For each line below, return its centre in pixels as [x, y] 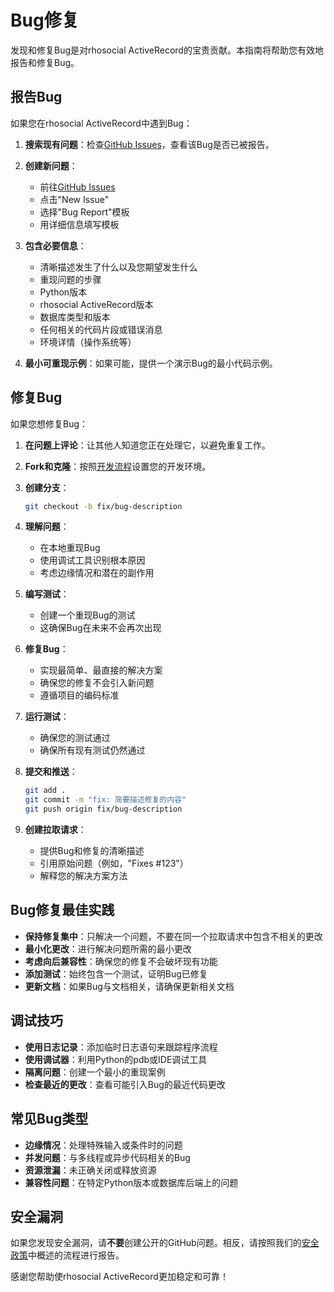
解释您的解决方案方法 [83, 876]
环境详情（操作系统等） [88, 342]
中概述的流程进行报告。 [76, 1255]
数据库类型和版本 [75, 317]
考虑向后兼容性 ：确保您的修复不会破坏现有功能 [121, 961]
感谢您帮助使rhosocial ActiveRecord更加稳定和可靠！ [119, 1277]
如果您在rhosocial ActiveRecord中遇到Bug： [101, 123]
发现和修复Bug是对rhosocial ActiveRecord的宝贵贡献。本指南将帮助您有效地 [167, 50]
